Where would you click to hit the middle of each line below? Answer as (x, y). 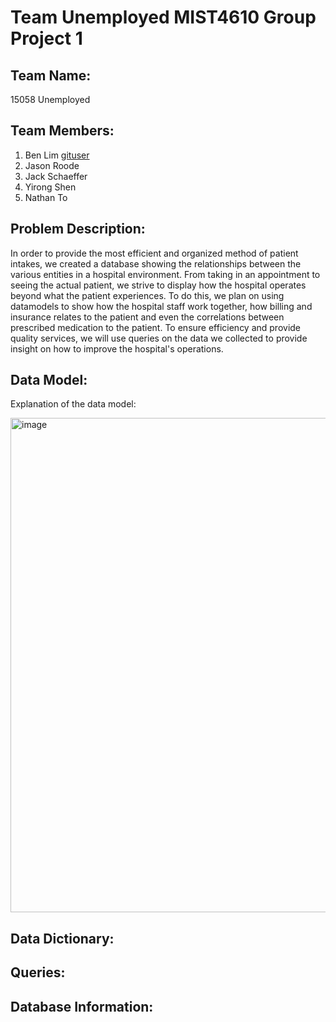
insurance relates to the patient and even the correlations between (147, 317)
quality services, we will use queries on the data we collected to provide (159, 338)
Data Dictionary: (62, 938)
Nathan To (46, 197)
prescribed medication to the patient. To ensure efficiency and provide (156, 327)
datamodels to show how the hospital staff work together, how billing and (161, 306)
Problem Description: (78, 229)
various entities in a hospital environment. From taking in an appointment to (165, 274)
